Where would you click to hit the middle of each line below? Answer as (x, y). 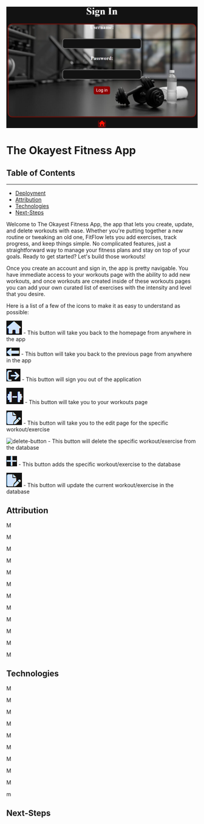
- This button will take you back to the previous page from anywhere (107, 354)
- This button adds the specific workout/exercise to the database (99, 464)
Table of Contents (41, 173)
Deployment (30, 193)
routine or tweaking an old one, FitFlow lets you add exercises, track (92, 237)
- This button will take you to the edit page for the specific (96, 423)
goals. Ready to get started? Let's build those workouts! (76, 256)
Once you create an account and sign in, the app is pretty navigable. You (97, 268)
